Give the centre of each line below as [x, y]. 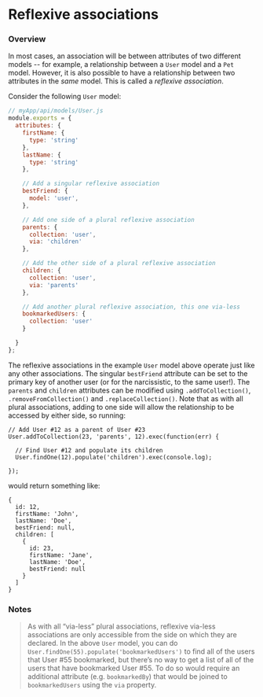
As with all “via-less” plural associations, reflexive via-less [121, 626]
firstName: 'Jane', [60, 555]
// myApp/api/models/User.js [56, 111]
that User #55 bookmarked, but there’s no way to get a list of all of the [141, 660]
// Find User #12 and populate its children [89, 450]
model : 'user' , [54, 198]
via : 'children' [55, 242]
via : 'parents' [54, 285]
